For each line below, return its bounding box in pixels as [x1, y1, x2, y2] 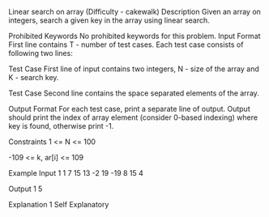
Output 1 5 [8, 184, 43, 194]
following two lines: [8, 49, 73, 57]
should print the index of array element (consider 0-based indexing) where [8, 113, 258, 122]
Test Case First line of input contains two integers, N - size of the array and [8, 64, 259, 74]
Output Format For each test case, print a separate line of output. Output [8, 104, 250, 113]
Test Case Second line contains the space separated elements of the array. [8, 88, 259, 98]
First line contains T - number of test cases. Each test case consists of [8, 40, 244, 49]
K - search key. [8, 73, 59, 82]
